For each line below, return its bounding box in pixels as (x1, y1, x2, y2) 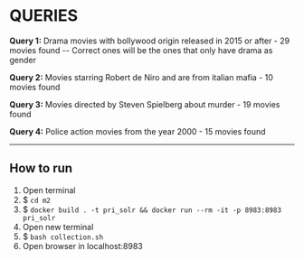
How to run (9, 161, 73, 176)
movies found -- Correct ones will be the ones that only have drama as (9, 44, 273, 55)
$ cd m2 (22, 194, 52, 205)
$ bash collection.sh (22, 231, 104, 242)
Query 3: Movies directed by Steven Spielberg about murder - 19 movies (9, 98, 280, 109)
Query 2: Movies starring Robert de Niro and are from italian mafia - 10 (9, 71, 274, 82)
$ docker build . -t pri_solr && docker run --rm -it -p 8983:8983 (22, 204, 282, 215)
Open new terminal (22, 221, 94, 232)
